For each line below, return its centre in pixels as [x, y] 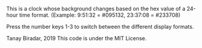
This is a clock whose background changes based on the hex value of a [96, 9]
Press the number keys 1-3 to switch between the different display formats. [100, 27]
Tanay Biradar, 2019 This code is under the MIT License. [76, 38]
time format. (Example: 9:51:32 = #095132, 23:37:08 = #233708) [100, 15]
